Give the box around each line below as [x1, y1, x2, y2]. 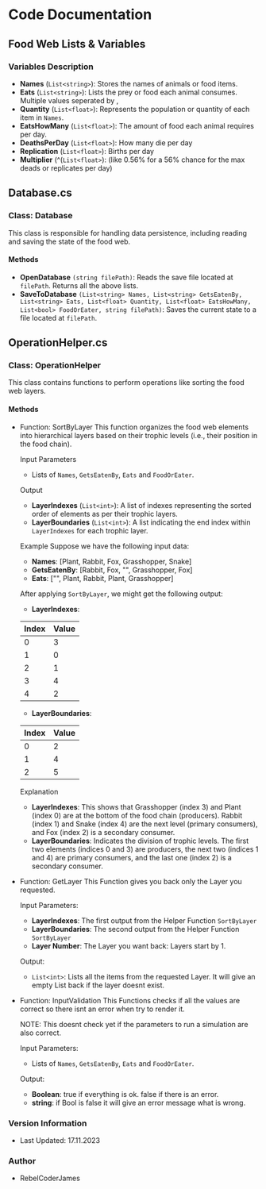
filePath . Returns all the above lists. [19, 280, 139, 291]
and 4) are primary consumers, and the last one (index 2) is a [31, 852, 232, 862]
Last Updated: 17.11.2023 [19, 1135, 101, 1145]
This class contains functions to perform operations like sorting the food [8, 378, 245, 387]
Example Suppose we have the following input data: [19, 541, 189, 551]
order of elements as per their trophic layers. [31, 509, 179, 518]
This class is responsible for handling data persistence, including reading [8, 228, 248, 237]
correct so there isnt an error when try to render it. [19, 1004, 185, 1014]
